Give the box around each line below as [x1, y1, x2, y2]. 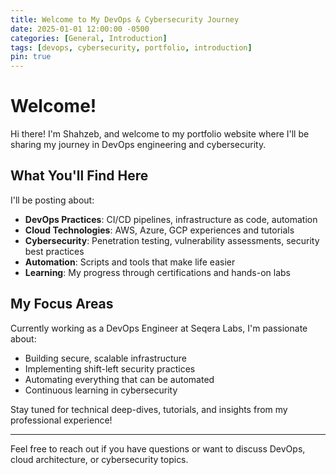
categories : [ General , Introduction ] [10, 33, 168, 43]
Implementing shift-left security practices [24, 362, 196, 375]
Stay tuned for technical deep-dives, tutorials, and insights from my [10, 403, 288, 415]
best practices [24, 245, 85, 257]
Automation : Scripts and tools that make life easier [24, 256, 236, 268]
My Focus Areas [10, 296, 114, 313]
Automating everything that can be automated [24, 373, 215, 385]
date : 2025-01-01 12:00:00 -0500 [10, 24, 150, 34]
